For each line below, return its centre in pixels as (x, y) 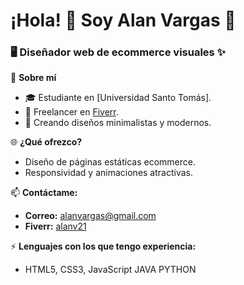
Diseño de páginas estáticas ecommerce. (110, 162)
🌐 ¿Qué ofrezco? (46, 142)
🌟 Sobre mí (33, 78)
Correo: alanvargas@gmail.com (90, 216)
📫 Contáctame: (44, 193)
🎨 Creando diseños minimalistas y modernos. (118, 123)
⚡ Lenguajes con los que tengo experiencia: (103, 246)
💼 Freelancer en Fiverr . (71, 112)
